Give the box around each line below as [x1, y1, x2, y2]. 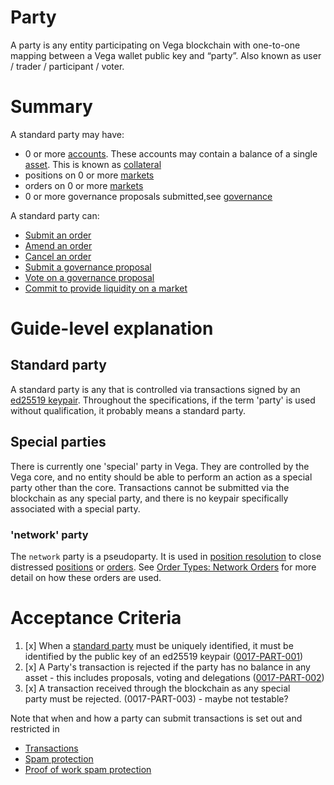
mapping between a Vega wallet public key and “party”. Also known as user [10, 49, 322, 61]
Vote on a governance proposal [24, 271, 155, 283]
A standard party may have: [10, 128, 125, 140]
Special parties [10, 434, 107, 451]
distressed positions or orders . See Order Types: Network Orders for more [10, 561, 317, 573]
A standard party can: [10, 209, 100, 221]
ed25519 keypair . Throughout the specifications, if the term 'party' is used [10, 394, 316, 406]
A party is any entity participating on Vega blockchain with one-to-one [10, 39, 301, 51]
